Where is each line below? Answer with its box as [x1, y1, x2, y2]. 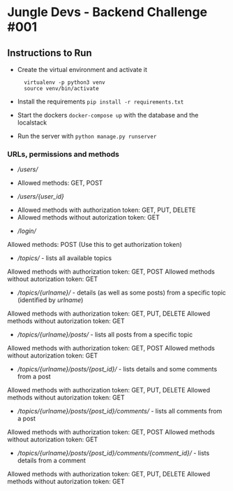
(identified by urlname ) [17, 296, 84, 304]
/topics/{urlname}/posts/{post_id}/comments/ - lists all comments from [17, 407, 223, 415]
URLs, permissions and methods [7, 149, 120, 159]
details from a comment [17, 456, 86, 465]
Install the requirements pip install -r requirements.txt [17, 97, 184, 106]
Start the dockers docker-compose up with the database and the [17, 111, 199, 119]
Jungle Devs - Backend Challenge [7, 4, 208, 20]
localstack [17, 118, 47, 127]
